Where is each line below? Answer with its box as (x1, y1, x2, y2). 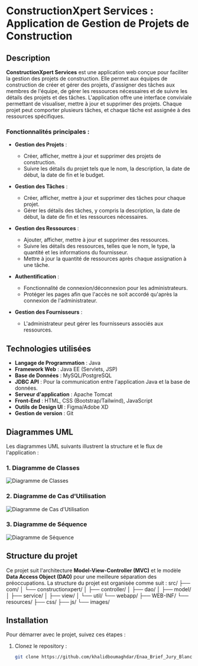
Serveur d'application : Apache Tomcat (14, 391, 112, 398)
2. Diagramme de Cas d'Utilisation (6, 492, 106, 501)
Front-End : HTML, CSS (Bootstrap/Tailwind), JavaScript (14, 397, 152, 404)
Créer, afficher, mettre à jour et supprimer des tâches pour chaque (23, 195, 186, 202)
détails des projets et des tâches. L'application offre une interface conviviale (6, 94, 192, 101)
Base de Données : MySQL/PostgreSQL (14, 372, 112, 379)
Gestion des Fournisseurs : (14, 308, 83, 316)
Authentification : (14, 273, 60, 280)
